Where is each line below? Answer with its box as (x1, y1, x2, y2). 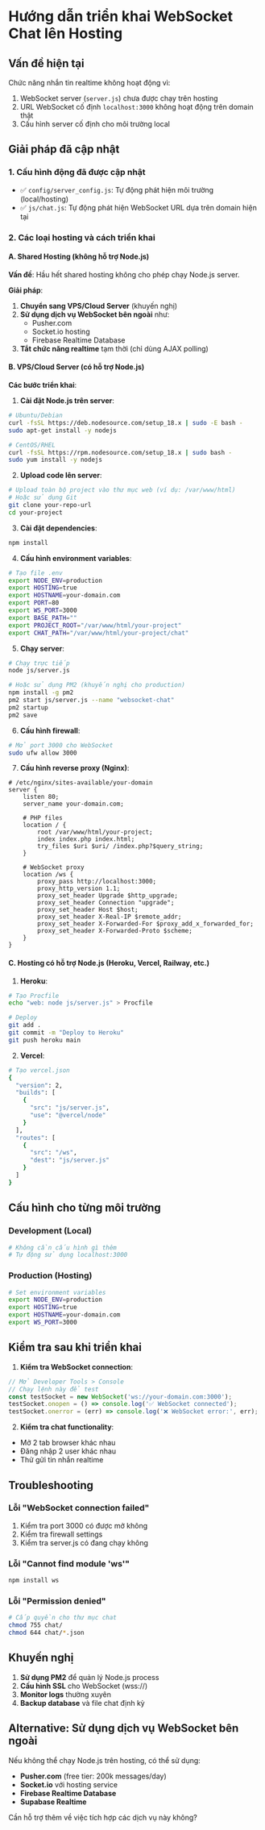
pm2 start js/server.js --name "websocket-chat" (8, 697, 175, 705)
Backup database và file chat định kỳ (19, 1698, 145, 1707)
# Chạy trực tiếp (8, 659, 70, 668)
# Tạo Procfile (8, 992, 60, 1000)
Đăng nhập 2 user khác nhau (19, 1446, 117, 1456)
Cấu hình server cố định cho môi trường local (19, 119, 171, 128)
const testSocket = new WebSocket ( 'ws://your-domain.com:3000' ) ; (8, 1392, 232, 1401)
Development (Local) (8, 1225, 93, 1237)
